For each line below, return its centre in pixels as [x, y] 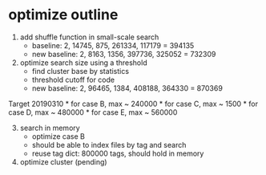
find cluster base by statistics [81, 71]
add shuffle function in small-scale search [89, 37]
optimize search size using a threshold [83, 63]
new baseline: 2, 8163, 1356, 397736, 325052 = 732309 [124, 54]
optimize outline [63, 15]
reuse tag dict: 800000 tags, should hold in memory [118, 153]
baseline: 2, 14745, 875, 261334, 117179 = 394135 [113, 45]
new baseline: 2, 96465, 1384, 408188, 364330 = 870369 [127, 88]
